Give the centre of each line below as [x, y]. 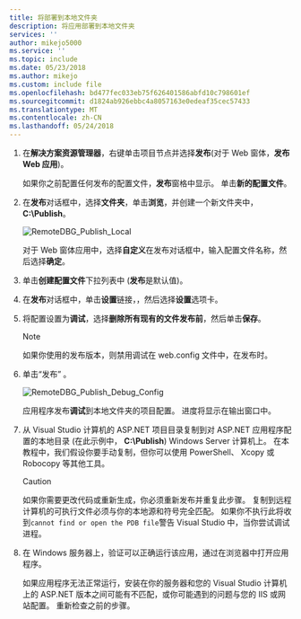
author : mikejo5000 [46, 43]
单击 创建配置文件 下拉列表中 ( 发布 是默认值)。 [105, 280]
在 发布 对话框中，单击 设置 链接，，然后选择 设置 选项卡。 [122, 299]
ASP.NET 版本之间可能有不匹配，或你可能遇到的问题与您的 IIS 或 [159, 594]
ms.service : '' [38, 51]
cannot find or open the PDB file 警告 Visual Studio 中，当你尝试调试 [160, 522]
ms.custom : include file [56, 84]
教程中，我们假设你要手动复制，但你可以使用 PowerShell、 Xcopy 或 [148, 452]
